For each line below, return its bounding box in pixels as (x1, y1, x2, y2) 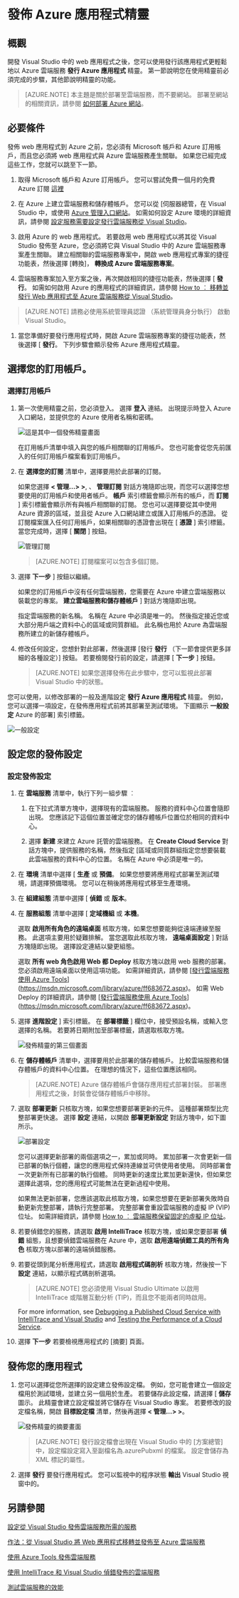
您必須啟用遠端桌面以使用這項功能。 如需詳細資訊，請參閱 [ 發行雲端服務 (17, 966, 230, 975)
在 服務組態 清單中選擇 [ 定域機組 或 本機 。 (17, 909, 144, 918)
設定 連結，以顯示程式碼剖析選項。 (17, 1269, 119, 1278)
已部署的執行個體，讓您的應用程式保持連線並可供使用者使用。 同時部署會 (17, 1161, 232, 1170)
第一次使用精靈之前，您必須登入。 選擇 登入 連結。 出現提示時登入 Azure (17, 403, 231, 412)
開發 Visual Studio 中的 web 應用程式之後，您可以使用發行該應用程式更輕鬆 (7, 58, 228, 66)
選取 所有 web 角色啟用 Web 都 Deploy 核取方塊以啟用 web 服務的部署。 (17, 957, 230, 966)
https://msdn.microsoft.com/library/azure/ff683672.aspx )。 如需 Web (20, 984, 224, 993)
